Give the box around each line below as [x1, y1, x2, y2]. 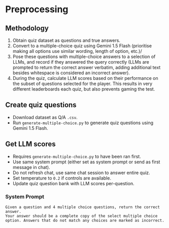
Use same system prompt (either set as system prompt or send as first [12, 159, 160, 165]
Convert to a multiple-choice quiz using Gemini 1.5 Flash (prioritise [12, 43, 152, 49]
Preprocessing [5, 4, 69, 15]
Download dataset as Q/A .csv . [12, 114, 78, 120]
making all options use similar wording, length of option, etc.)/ [12, 48, 142, 54]
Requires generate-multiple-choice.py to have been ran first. [12, 153, 141, 159]
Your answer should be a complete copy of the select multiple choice [5, 213, 158, 218]
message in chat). [12, 164, 51, 170]
